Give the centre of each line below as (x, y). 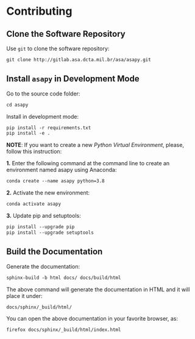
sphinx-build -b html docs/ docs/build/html (64, 278)
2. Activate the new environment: (48, 193)
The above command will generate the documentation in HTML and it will (98, 289)
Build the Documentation (55, 252)
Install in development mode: (43, 116)
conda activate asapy (34, 204)
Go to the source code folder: (43, 94)
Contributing (39, 11)
